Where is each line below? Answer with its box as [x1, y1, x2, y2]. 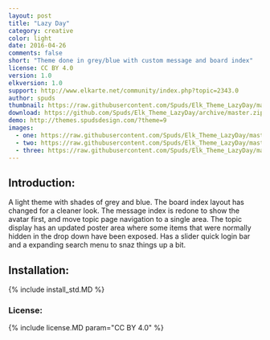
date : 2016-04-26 [8, 42, 67, 50]
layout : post [8, 11, 52, 20]
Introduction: [8, 176, 76, 190]
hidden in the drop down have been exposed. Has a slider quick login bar [8, 231, 251, 241]
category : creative [8, 27, 74, 35]
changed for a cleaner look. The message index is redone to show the [8, 206, 239, 215]
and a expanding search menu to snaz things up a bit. [8, 240, 186, 250]
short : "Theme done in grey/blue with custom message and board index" [8, 57, 253, 65]
